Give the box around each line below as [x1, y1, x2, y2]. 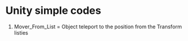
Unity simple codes [5, 4, 101, 17]
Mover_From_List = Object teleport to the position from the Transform [13, 23, 182, 30]
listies [13, 29, 29, 36]
